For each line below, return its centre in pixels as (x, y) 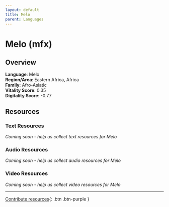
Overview (21, 62)
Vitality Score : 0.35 (26, 90)
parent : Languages (24, 19)
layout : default (22, 10)
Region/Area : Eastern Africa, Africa (42, 80)
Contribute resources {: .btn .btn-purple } (47, 199)
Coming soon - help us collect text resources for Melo (61, 137)
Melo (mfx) (29, 44)
